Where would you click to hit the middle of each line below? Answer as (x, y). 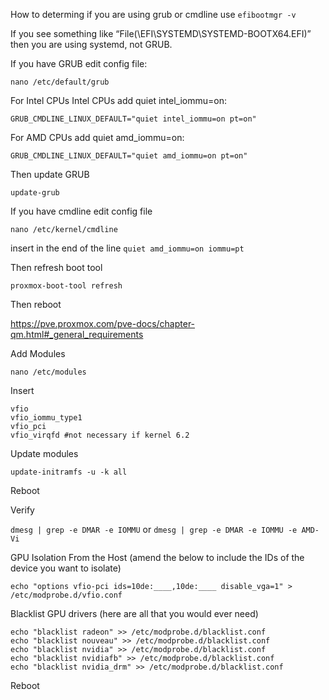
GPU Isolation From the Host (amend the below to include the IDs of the (157, 557)
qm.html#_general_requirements (77, 334)
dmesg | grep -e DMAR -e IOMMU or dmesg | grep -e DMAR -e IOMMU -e (154, 529)
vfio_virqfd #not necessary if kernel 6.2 (100, 435)
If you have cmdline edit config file (81, 211)
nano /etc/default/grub (60, 82)
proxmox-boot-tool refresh (66, 286)
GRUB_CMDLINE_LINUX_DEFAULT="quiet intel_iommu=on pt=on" (133, 119)
